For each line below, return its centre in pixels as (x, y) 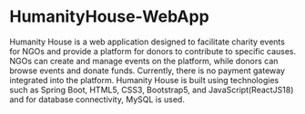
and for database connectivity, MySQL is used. (97, 99)
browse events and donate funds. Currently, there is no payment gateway (147, 71)
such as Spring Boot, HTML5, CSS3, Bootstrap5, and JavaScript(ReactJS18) (152, 90)
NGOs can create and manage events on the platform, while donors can (144, 61)
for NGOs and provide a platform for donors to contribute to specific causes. (153, 51)
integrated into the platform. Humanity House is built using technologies (144, 80)
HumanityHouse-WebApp (109, 17)
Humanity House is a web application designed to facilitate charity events (147, 42)
